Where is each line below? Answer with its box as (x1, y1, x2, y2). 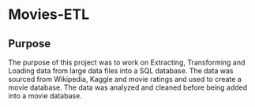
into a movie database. (8, 91, 83, 100)
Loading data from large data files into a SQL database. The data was (8, 66, 234, 76)
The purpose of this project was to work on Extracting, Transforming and (8, 57, 246, 67)
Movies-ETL (8, 6, 90, 24)
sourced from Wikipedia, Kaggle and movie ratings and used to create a (8, 75, 242, 83)
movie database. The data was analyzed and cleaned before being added (8, 83, 248, 92)
